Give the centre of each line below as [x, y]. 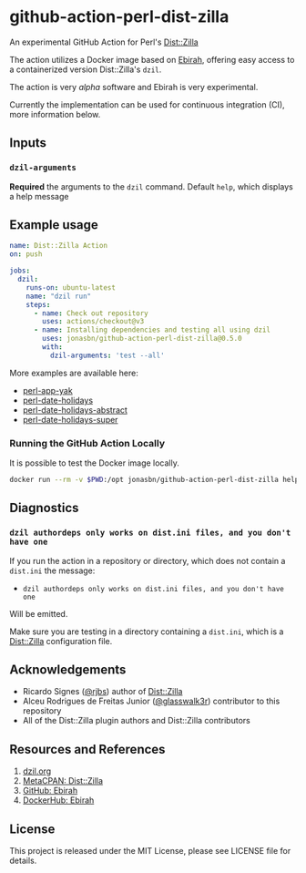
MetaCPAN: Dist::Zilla [62, 781]
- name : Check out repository [91, 313]
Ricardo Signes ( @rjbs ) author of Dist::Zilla [102, 692]
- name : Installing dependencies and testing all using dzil [152, 330]
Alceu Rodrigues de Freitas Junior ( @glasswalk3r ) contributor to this [151, 701]
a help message [39, 196]
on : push [26, 254]
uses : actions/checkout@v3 [93, 322]
